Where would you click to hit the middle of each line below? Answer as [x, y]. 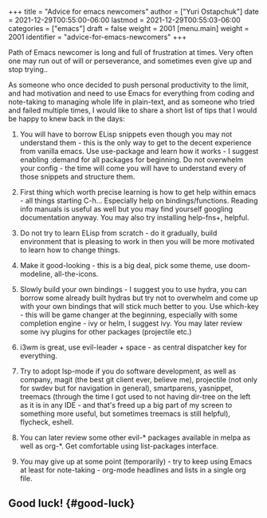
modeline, [36, 274]
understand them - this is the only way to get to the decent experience [135, 142]
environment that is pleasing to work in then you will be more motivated [137, 241]
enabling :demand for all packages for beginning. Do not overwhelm [132, 160]
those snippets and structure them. [77, 176]
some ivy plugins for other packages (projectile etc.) [106, 332]
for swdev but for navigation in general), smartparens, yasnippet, [126, 388]
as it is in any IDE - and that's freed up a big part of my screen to [126, 405]
